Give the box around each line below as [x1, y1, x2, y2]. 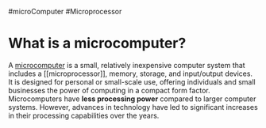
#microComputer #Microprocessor [8, 7, 122, 16]
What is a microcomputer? [8, 35, 187, 52]
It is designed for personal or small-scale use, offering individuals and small [8, 77, 256, 86]
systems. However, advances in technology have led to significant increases [8, 102, 258, 111]
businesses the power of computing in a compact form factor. [8, 85, 210, 95]
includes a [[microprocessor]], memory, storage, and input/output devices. [8, 69, 253, 78]
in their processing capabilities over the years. [8, 111, 160, 120]
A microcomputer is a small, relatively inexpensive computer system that [8, 60, 245, 70]
